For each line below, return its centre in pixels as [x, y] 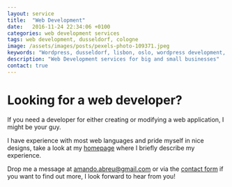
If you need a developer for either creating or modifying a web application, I [116, 119]
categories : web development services [63, 33]
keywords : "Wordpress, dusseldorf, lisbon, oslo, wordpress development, [117, 53]
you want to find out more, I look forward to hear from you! [91, 176]
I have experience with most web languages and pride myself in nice [106, 140]
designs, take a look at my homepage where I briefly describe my [101, 148]
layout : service [31, 14]
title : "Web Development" [46, 20]
